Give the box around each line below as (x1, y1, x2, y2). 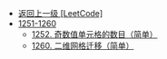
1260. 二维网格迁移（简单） (31, 40, 134, 51)
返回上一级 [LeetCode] (17, 8, 103, 18)
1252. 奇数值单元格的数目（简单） (31, 29, 158, 39)
